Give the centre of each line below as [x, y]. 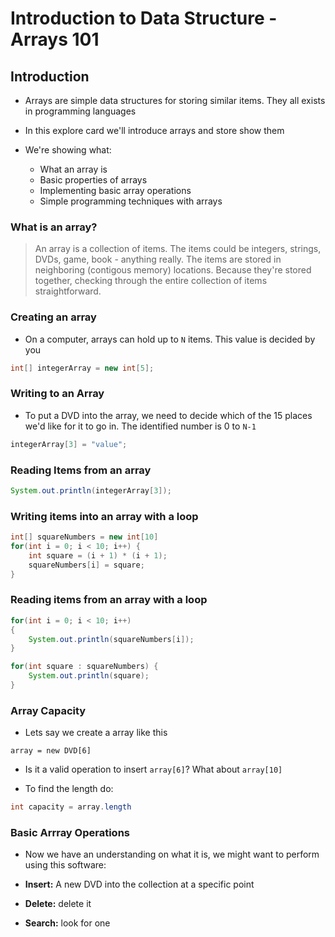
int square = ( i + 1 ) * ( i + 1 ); [98, 555]
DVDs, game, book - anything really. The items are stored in [158, 259]
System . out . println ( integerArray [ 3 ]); [91, 490]
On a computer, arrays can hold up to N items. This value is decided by [170, 339]
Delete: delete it [58, 904]
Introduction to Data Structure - [144, 18]
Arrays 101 [55, 39]
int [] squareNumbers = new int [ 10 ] [84, 537]
